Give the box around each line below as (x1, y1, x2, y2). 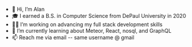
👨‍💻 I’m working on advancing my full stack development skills (11, 21, 163, 28)
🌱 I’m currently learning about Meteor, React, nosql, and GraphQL (11, 27, 172, 34)
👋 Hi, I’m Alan (11, 6, 45, 12)
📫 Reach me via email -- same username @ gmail (11, 34, 135, 41)
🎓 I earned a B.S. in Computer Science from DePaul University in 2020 (11, 12, 187, 19)
